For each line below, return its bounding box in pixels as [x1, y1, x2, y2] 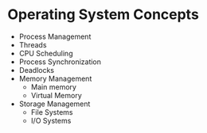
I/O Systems [30, 116, 72, 125]
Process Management [18, 32, 92, 41]
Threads [18, 40, 47, 49]
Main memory [30, 82, 77, 92]
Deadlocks [18, 65, 55, 74]
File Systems [30, 107, 73, 116]
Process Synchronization [18, 57, 101, 66]
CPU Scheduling [18, 48, 73, 58]
